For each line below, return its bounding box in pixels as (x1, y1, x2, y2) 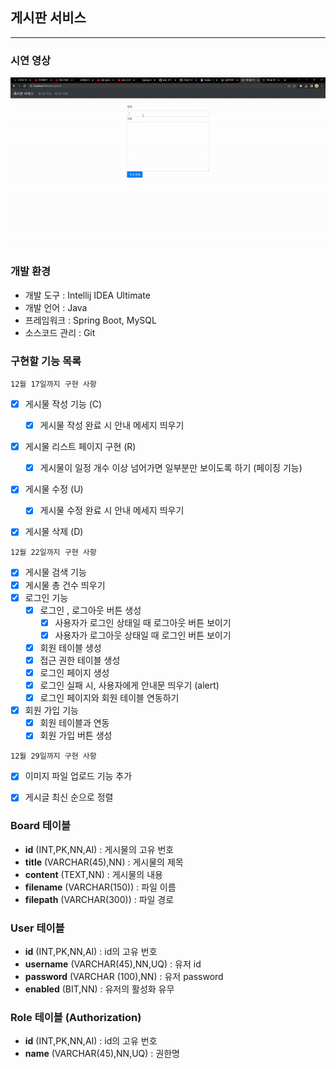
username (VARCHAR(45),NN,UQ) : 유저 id (24, 958, 202, 970)
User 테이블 (10, 921, 65, 935)
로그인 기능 (24, 591, 69, 603)
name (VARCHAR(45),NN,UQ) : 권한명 (24, 1048, 180, 1060)
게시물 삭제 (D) (24, 526, 84, 538)
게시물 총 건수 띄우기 (24, 579, 106, 591)
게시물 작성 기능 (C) (24, 398, 103, 410)
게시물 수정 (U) (24, 483, 84, 495)
